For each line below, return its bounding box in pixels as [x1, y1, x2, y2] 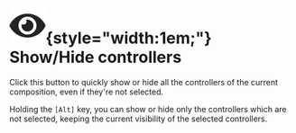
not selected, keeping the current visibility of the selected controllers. [9, 113, 268, 124]
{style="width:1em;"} [45, 28, 212, 49]
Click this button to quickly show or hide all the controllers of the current [9, 76, 278, 87]
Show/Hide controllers [9, 48, 182, 67]
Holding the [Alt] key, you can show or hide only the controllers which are [9, 103, 287, 114]
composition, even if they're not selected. [9, 86, 164, 97]
